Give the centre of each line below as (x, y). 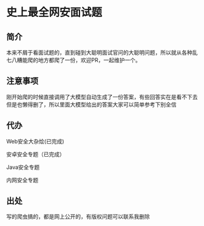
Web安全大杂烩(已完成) (36, 141)
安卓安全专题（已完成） (36, 154)
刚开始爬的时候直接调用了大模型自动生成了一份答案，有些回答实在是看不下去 (102, 97)
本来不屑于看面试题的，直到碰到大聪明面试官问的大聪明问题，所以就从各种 (99, 53)
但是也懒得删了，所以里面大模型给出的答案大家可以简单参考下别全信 (91, 104)
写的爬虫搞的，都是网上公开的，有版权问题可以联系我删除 (78, 217)
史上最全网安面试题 (54, 12)
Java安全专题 (23, 167)
